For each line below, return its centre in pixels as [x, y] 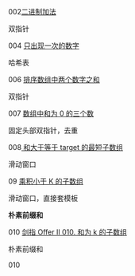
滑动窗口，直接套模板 [43, 198]
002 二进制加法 [33, 12]
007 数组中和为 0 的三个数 [51, 113]
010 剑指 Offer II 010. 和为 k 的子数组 [67, 232]
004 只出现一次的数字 [44, 45]
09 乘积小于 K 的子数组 [46, 181]
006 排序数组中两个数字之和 [54, 79]
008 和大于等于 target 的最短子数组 [66, 147]
